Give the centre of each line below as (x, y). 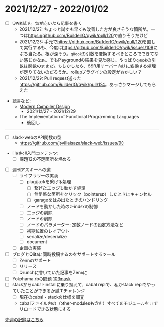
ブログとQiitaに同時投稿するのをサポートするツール (64, 254)
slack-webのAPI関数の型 (37, 137)
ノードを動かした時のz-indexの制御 (62, 206)
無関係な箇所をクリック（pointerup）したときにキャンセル (93, 194)
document (37, 242)
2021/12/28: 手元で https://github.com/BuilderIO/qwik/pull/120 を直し (87, 42)
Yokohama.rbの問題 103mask (41, 279)
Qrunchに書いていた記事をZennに (53, 273)
